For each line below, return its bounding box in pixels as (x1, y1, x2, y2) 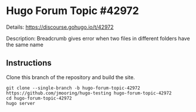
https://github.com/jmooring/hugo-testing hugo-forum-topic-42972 (6, 90, 172, 96)
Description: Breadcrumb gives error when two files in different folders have (6, 35, 190, 42)
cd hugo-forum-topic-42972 (6, 95, 72, 101)
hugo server (6, 100, 35, 106)
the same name (6, 41, 44, 48)
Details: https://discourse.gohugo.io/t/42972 (6, 23, 114, 30)
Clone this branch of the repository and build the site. (6, 73, 135, 80)
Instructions (6, 58, 52, 68)
